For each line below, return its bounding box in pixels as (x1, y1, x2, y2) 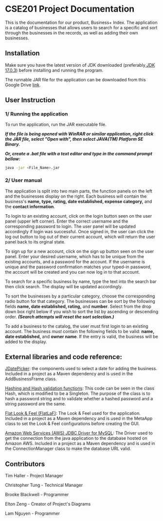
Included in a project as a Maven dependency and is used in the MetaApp (5, 415, 153, 422)
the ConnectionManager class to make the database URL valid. (5, 446, 131, 451)
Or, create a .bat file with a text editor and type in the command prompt (5, 151, 152, 157)
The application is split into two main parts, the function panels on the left (5, 188, 152, 194)
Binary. (5, 141, 20, 147)
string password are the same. (5, 401, 66, 407)
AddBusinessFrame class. (5, 376, 57, 382)
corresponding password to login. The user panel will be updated (5, 223, 136, 229)
